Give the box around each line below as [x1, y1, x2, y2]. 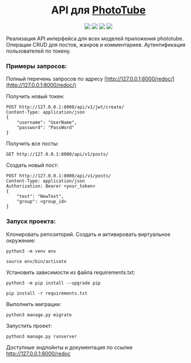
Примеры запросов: [6, 62, 67, 70]
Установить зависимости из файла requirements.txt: [6, 269, 135, 276]
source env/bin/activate [6, 258, 67, 264]
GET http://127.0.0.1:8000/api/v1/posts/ [6, 152, 109, 157]
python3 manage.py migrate [6, 311, 72, 318]
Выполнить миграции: [6, 300, 62, 307]
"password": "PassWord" [16, 125, 75, 131]
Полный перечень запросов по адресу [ [6, 76, 107, 83]
